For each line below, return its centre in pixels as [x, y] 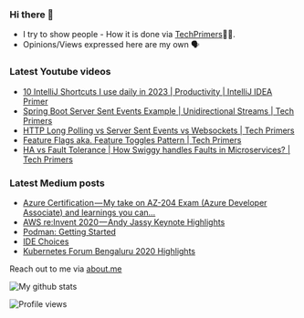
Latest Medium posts [57, 183]
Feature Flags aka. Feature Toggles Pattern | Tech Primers [132, 139]
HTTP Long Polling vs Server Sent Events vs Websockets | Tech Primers [158, 130]
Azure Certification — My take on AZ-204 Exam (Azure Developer [145, 202]
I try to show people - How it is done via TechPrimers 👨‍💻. [129, 35]
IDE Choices [46, 241]
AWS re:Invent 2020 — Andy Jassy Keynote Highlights [124, 221]
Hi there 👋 [32, 15]
